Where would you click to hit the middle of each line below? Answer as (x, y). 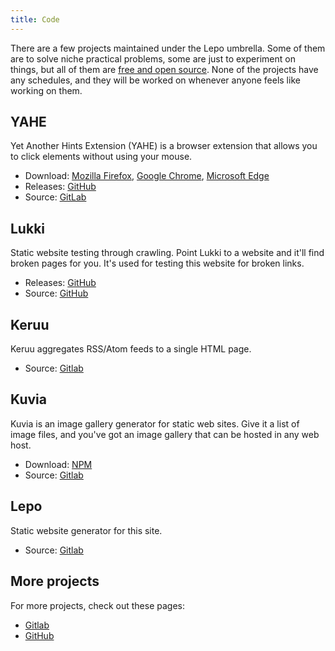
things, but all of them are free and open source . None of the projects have (164, 69)
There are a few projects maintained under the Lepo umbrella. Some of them (168, 48)
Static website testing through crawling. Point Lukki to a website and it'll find (167, 253)
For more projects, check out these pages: (97, 605)
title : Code (35, 19)
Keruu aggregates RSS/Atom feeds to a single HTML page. (131, 349)
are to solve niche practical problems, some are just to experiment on (153, 58)
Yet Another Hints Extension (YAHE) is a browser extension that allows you (164, 146)
